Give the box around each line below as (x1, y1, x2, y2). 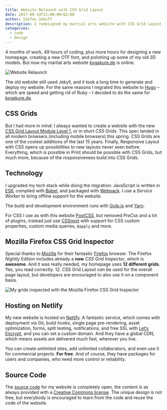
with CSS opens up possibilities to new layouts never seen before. (5, 143, 141, 150)
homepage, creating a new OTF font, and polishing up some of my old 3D (5, 54, 156, 60)
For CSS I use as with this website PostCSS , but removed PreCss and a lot (5, 212, 157, 218)
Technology (5, 169, 43, 177)
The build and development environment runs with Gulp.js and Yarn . (5, 202, 145, 208)
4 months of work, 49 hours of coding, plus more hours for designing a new (5, 48, 161, 55)
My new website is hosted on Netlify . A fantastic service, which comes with (5, 314, 161, 320)
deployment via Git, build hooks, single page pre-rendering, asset (5, 320, 140, 326)
